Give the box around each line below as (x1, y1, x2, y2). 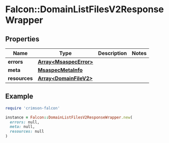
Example (5, 92, 33, 101)
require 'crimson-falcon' (5, 105, 60, 110)
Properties (5, 35, 40, 43)
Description (98, 50, 127, 56)
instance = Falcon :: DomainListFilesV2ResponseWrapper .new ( (5, 115, 133, 120)
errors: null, (10, 120, 40, 125)
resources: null (10, 129, 44, 134)
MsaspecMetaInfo (38, 67, 83, 73)
